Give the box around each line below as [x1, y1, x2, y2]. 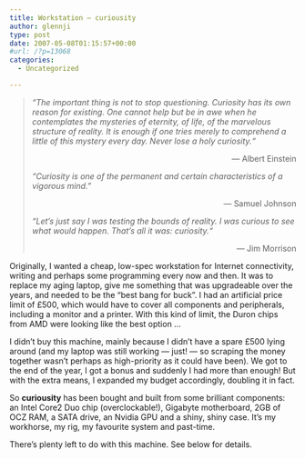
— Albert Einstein [231, 153, 297, 164]
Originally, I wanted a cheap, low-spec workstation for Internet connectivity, [9, 260, 294, 271]
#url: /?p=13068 [9, 47, 71, 56]
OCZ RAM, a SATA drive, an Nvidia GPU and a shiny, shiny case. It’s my [9, 411, 276, 423]
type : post [9, 30, 51, 39]
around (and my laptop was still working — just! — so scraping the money [9, 345, 286, 356]
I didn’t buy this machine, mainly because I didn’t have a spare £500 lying [9, 335, 285, 346]
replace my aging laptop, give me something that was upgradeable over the [9, 279, 293, 291]
